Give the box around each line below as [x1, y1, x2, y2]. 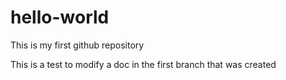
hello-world [10, 6, 110, 29]
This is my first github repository [10, 39, 145, 51]
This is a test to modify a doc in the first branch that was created [10, 58, 277, 70]
